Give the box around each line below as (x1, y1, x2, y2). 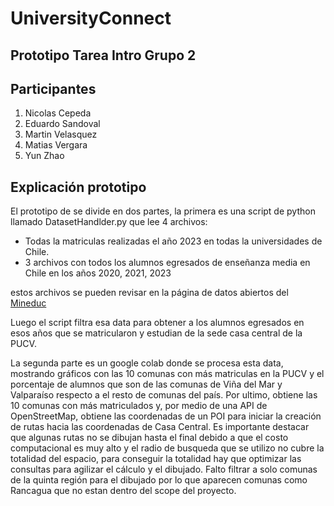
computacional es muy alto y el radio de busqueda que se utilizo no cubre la (10, 442, 325, 454)
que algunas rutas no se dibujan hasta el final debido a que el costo (10, 432, 289, 444)
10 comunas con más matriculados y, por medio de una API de (10, 400, 268, 412)
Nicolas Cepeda (24, 107, 92, 119)
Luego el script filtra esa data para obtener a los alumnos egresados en (10, 317, 305, 329)
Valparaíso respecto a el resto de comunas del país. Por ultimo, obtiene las (10, 389, 318, 401)
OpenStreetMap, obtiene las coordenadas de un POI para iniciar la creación (10, 410, 322, 422)
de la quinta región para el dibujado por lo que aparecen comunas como (10, 474, 308, 486)
